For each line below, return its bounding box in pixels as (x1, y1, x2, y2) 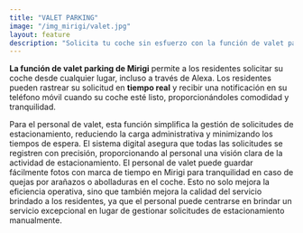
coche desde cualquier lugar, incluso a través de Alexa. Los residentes (9, 73, 272, 84)
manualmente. (9, 215, 63, 226)
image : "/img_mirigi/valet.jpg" (9, 22, 131, 31)
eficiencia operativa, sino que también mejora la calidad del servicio (9, 186, 262, 197)
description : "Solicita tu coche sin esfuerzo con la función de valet (9, 38, 284, 48)
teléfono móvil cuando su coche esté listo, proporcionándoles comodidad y (9, 92, 289, 103)
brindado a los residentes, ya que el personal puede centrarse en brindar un (9, 196, 292, 207)
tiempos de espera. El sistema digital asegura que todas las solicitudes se (9, 138, 284, 149)
